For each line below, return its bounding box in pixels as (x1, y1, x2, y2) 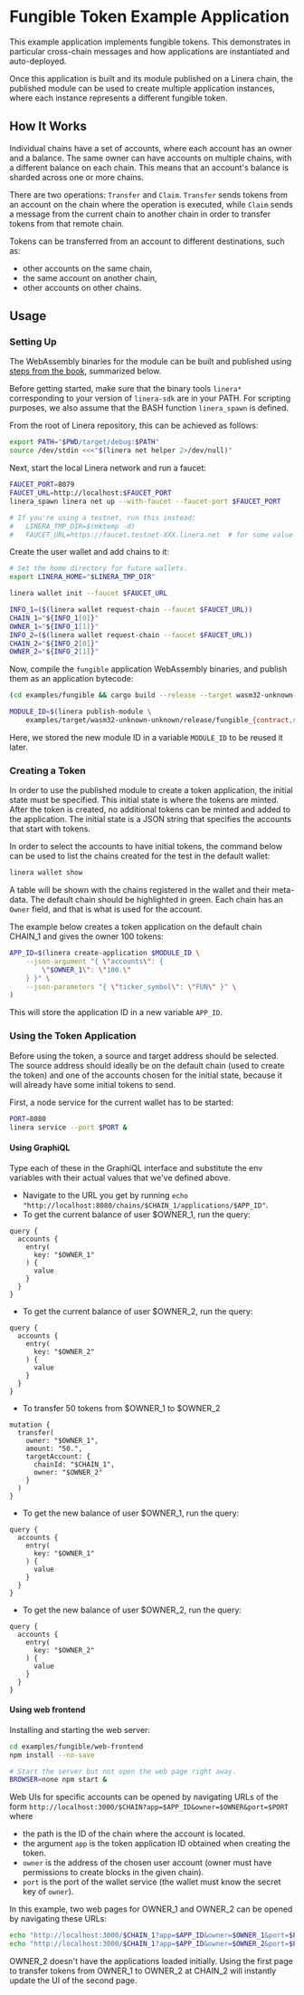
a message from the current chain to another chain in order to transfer (9, 208, 271, 219)
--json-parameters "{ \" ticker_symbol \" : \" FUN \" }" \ (25, 982, 237, 992)
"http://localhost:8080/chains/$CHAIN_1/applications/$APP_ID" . (22, 1199, 269, 1210)
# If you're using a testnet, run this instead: (9, 513, 196, 522)
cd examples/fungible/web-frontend (9, 1742, 144, 1751)
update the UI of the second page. (9, 1975, 138, 1986)
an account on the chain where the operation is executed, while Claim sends (9, 199, 294, 209)
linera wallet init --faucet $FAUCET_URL (9, 589, 168, 598)
